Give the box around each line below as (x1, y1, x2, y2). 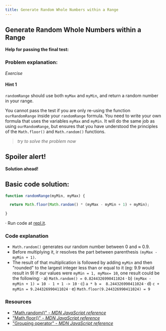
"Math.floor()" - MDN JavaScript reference (12, 315, 100, 321)
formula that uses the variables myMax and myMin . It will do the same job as (5, 118, 155, 124)
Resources (5, 298, 32, 305)
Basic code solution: (5, 180, 69, 189)
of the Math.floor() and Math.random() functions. (5, 129, 106, 134)
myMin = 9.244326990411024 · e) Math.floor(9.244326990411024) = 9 (12, 286, 150, 292)
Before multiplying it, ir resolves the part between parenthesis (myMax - (12, 249, 158, 255)
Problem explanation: (5, 59, 58, 66)
